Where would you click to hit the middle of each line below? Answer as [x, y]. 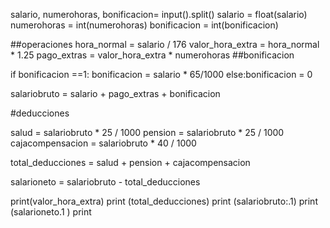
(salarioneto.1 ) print [51, 212]
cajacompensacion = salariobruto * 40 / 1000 [103, 143]
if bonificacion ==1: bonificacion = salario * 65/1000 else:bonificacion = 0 [161, 74]
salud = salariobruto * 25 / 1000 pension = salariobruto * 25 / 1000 [147, 132]
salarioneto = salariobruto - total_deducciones [105, 182]
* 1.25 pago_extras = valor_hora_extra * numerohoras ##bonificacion [152, 55]
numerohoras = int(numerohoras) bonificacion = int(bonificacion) [144, 25]
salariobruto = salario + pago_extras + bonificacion [115, 93]
